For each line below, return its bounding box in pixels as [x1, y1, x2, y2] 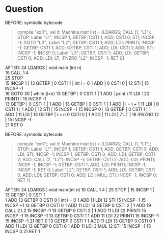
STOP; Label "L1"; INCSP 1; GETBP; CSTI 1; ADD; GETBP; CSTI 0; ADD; [17, 146, 160, 152]
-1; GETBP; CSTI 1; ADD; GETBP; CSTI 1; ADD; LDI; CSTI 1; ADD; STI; [17, 45, 155, 50]
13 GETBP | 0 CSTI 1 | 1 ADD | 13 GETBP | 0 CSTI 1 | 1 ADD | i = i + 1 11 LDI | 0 [5, 101, 159, 107]
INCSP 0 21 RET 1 [5, 228, 40, 234]
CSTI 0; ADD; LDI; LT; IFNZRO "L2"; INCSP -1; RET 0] [17, 55, 124, 61]
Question [5, 3, 43, 15]
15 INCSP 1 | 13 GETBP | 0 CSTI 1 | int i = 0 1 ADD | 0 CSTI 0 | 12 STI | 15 [5, 80, 149, 86]
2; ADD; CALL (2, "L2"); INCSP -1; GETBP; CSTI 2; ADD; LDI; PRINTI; [17, 156, 156, 162]
